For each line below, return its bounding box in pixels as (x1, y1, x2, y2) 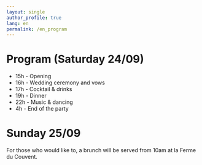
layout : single (6, 9, 45, 15)
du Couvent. (6, 153, 38, 161)
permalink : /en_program (6, 26, 68, 32)
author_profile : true (6, 15, 62, 21)
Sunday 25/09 (6, 127, 81, 141)
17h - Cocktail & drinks (15, 86, 72, 93)
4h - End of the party (15, 105, 69, 112)
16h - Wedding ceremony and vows (15, 79, 106, 86)
